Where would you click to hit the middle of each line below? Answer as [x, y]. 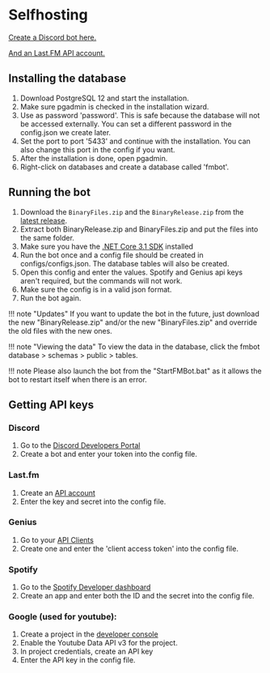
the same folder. [47, 237]
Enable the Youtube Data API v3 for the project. [99, 643]
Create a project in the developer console [89, 634]
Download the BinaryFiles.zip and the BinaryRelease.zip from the [132, 211]
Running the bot [50, 192]
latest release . [43, 220]
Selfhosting [48, 15]
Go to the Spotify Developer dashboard [85, 587]
